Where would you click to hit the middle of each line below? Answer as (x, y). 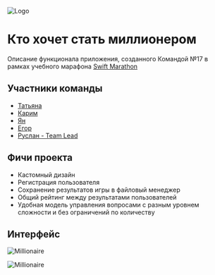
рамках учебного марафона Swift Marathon (73, 66)
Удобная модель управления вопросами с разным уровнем (108, 204)
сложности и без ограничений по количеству (86, 212)
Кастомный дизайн (46, 175)
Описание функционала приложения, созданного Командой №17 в (108, 59)
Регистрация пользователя (59, 182)
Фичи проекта (40, 158)
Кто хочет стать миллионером (102, 39)
